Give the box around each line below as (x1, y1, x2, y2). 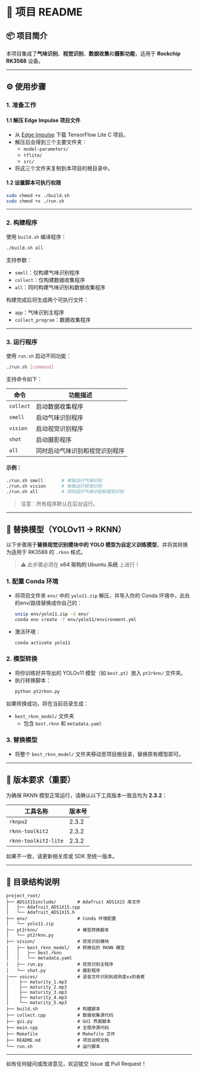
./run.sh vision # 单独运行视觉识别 (6, 483, 102, 489)
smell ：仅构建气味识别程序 (14, 269, 80, 276)
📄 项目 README (6, 5, 83, 19)
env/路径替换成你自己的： (19, 599, 82, 606)
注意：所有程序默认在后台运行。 (20, 500, 98, 507)
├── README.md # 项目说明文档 (6, 1038, 109, 1044)
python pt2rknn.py (14, 688, 60, 694)
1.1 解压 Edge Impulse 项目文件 (6, 116, 81, 124)
